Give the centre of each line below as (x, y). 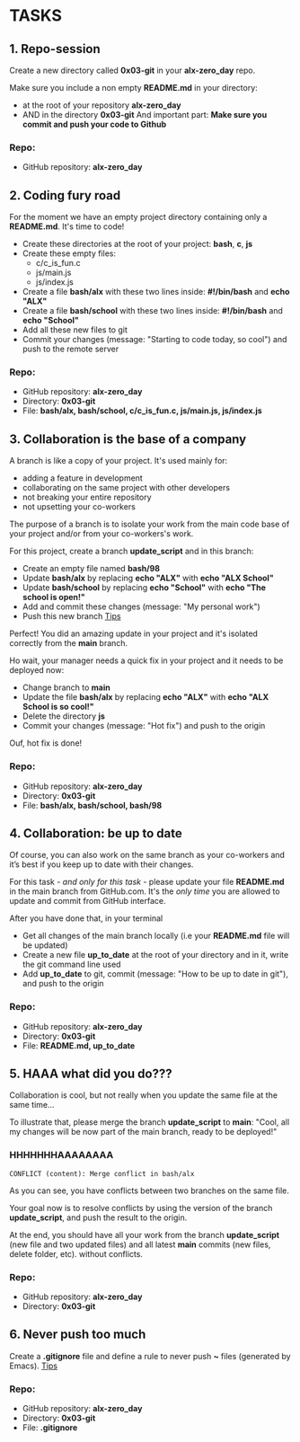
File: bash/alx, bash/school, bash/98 (92, 805)
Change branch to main (66, 687)
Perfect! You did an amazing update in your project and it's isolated (134, 633)
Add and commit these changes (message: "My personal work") (141, 606)
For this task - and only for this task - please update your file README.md (147, 882)
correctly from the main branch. (69, 643)
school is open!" (53, 597)
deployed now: (37, 670)
